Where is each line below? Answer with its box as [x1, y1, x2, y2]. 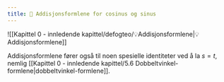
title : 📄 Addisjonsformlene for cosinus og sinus [7, 10, 157, 18]
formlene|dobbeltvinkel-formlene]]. [7, 66, 111, 75]
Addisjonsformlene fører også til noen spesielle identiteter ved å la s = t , [7, 51, 218, 60]
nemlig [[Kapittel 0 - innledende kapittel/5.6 [7, 59, 134, 67]
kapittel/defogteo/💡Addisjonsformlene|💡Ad [81, 30, 200, 38]
